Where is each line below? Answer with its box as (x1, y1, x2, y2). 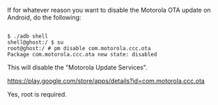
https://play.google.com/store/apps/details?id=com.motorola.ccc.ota (7, 76, 205, 85)
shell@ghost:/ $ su (7, 39, 64, 46)
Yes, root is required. (7, 90, 68, 98)
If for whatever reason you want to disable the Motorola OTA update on (7, 6, 211, 14)
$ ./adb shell (7, 33, 49, 40)
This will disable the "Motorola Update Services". (7, 63, 148, 72)
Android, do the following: (7, 13, 81, 22)
